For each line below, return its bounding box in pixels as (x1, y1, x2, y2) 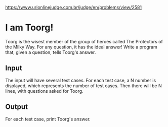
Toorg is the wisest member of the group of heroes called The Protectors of (5, 38, 163, 44)
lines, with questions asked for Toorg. (5, 88, 83, 94)
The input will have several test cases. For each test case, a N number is (5, 77, 156, 83)
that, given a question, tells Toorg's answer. (5, 49, 96, 55)
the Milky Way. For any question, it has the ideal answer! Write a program (5, 44, 158, 50)
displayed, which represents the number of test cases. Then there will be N (5, 83, 162, 89)
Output (5, 103, 28, 111)
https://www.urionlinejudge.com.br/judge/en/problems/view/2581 (5, 5, 142, 10)
